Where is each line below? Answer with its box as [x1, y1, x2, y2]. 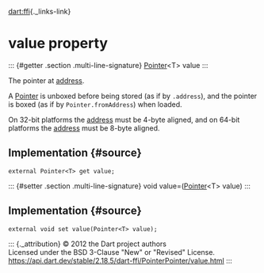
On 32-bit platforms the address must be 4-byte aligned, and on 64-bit [8, 115, 240, 124]
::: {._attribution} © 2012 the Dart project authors [8, 239, 166, 248]
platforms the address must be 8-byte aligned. [8, 123, 160, 133]
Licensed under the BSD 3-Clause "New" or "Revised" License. [8, 247, 216, 256]
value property [8, 35, 109, 52]
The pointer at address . [8, 75, 85, 85]
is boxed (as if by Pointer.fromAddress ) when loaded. [8, 99, 182, 109]
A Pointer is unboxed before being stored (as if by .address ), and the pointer [8, 91, 258, 100]
